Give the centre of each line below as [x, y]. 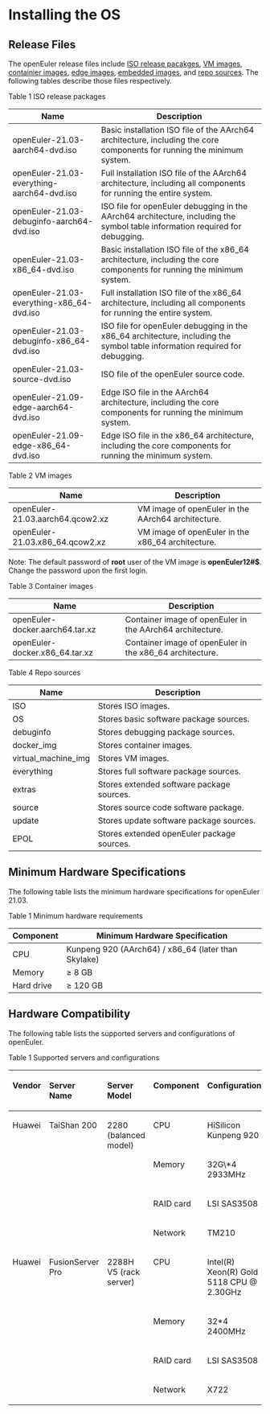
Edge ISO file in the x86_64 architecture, [178, 436]
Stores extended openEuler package [166, 834]
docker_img [35, 745]
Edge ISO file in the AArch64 [155, 392]
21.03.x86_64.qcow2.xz [59, 542]
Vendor [27, 1085]
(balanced [127, 1135]
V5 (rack [124, 1272]
